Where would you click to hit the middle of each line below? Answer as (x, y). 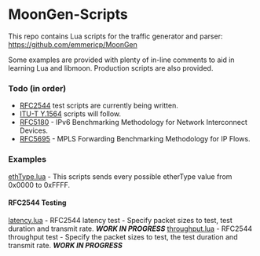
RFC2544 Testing (37, 203)
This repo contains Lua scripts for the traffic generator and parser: (115, 36)
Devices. (34, 130)
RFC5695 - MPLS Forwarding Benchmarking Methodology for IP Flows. (135, 139)
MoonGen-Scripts (68, 15)
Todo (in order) (37, 88)
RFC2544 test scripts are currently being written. (99, 106)
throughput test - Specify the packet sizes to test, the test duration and (123, 236)
